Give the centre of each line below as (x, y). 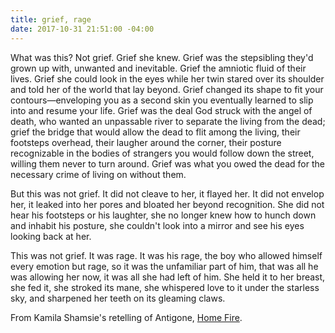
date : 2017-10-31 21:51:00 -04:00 (82, 29)
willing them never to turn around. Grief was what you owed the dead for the (167, 163)
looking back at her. (51, 236)
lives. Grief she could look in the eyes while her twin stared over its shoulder (167, 78)
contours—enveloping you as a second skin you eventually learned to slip (162, 100)
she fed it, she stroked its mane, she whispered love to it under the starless (165, 287)
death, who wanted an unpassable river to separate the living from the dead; (168, 121)
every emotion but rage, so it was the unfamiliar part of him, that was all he (164, 266)
